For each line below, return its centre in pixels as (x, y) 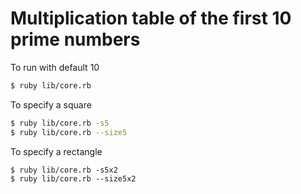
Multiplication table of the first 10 (151, 18)
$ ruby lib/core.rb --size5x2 (73, 178)
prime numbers (75, 39)
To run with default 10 (55, 67)
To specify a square (51, 104)
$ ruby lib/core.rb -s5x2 (64, 170)
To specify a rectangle (56, 151)
